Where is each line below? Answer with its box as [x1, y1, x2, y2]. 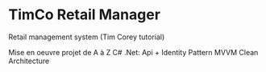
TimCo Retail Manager [8, 6, 161, 24]
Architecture [8, 56, 50, 66]
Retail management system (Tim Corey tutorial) [8, 32, 165, 42]
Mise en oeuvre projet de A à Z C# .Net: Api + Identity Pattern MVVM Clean [8, 47, 259, 57]
